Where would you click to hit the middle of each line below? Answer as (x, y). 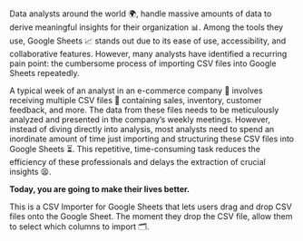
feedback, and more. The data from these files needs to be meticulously (144, 110)
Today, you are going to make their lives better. (100, 189)
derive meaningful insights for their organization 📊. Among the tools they (147, 27)
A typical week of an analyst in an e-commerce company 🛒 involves (136, 91)
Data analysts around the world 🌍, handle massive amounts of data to (141, 14)
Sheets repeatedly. (44, 73)
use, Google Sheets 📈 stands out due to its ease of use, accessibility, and (148, 41)
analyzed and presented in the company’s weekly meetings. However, (140, 120)
